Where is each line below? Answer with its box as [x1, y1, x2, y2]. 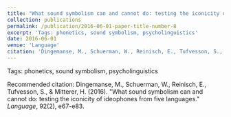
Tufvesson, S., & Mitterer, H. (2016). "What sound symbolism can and [7, 87, 203, 96]
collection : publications [7, 16, 81, 23]
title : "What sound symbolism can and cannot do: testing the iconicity [7, 10, 220, 17]
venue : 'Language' [7, 42, 60, 49]
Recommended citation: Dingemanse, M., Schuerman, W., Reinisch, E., [7, 80, 207, 88]
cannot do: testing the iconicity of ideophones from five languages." [7, 94, 200, 103]
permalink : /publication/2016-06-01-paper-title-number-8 [7, 23, 177, 29]
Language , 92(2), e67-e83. [7, 102, 85, 110]
